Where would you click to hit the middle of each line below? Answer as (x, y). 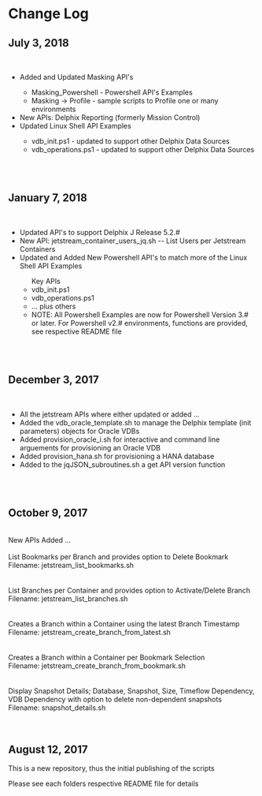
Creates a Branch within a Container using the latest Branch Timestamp (124, 624)
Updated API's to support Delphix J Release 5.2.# (100, 232)
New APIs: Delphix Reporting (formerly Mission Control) (110, 118)
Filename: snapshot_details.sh (57, 708)
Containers (37, 249)
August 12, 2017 (48, 749)
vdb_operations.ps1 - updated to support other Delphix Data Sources (143, 149)
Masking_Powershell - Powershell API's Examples (112, 92)
